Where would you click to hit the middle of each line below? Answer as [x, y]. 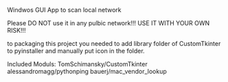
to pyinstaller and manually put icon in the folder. [76, 51]
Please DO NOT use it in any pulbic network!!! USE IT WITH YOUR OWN [109, 23]
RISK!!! [16, 30]
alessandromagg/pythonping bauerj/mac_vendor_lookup [87, 71]
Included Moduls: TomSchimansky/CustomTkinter [77, 64]
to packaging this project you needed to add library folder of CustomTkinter [114, 43]
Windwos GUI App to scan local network [64, 10]
